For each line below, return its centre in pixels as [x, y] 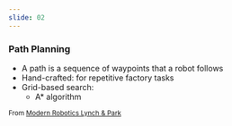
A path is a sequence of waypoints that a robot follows [122, 68]
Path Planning [40, 48]
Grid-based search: [58, 87]
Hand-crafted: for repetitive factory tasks [98, 78]
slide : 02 [27, 17]
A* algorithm [58, 97]
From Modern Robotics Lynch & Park [65, 113]
